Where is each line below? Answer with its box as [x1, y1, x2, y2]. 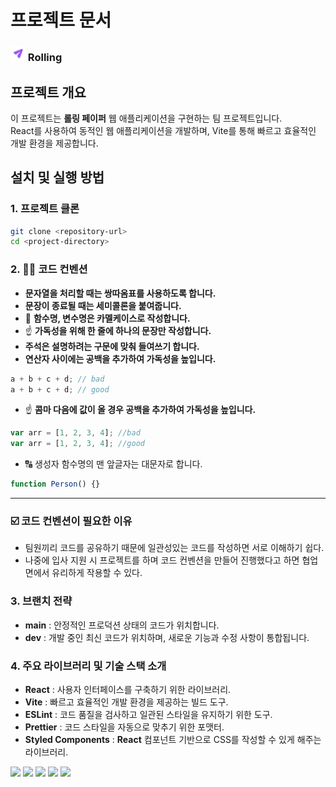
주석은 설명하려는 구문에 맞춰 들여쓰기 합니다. [24, 340, 200, 352]
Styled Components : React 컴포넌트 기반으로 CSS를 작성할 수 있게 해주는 [24, 733, 322, 745]
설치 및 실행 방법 [10, 169, 105, 186]
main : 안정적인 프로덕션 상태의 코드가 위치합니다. [24, 619, 220, 631]
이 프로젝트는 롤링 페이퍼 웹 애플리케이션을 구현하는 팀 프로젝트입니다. [10, 112, 283, 124]
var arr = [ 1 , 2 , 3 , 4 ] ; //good [10, 439, 145, 449]
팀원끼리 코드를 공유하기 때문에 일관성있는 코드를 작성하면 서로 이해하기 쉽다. [24, 542, 325, 554]
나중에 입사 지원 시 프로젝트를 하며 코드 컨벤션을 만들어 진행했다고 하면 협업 [24, 554, 319, 566]
